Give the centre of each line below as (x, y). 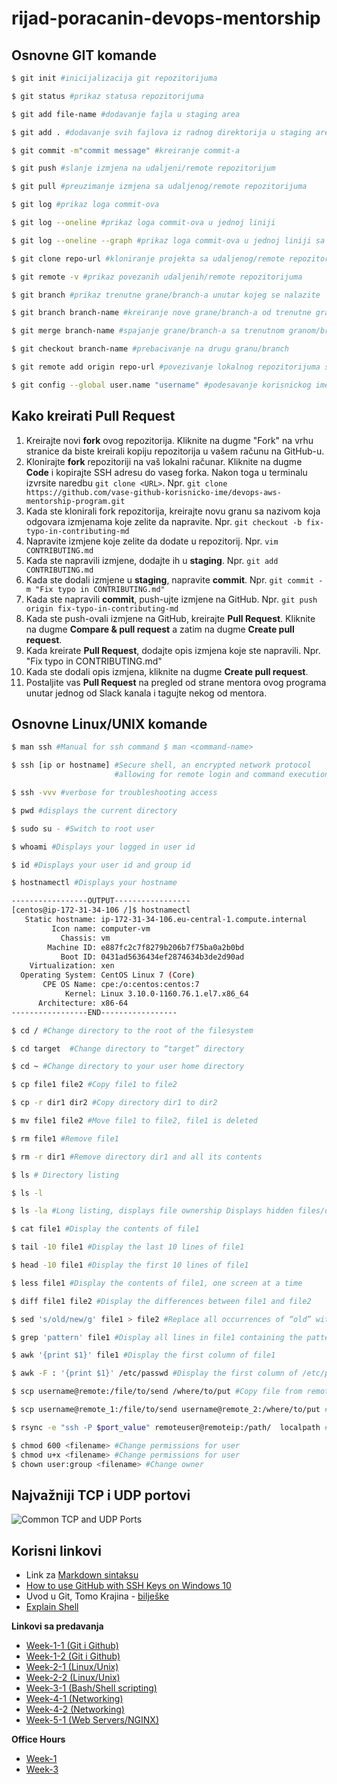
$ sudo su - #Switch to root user (83, 828)
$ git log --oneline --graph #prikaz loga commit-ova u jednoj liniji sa (168, 240)
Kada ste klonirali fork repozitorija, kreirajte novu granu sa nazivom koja (173, 511)
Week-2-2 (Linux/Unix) (73, 1677)
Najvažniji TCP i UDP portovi (101, 1495)
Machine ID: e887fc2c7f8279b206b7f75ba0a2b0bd (146, 947)
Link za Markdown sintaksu (82, 1575)
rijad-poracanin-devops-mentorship (166, 18)
